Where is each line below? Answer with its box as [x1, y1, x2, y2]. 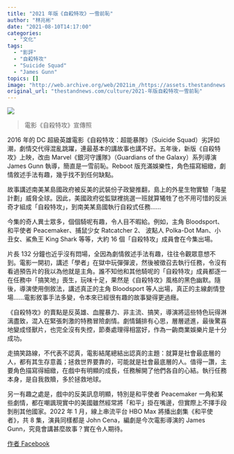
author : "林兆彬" [7, 17, 54, 24]
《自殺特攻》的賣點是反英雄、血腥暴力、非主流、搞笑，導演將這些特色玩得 [7, 308, 221, 317]
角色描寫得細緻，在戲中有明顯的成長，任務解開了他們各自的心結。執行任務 [13, 366, 227, 375]
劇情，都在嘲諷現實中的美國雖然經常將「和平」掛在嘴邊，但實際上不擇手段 [13, 398, 227, 407]
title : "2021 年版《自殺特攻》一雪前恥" [7, 10, 114, 17]
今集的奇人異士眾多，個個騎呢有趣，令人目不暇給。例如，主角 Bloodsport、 [7, 217, 224, 226]
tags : [7, 42, 23, 49]
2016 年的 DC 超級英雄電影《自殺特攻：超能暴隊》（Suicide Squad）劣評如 [7, 136, 220, 144]
